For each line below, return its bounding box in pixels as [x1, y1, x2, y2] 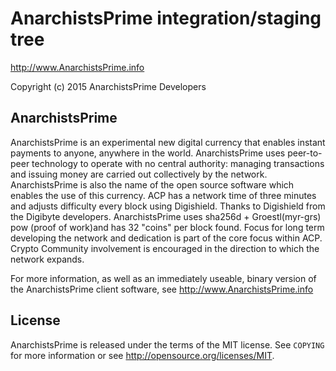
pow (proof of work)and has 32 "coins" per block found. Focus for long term [10, 221, 325, 233]
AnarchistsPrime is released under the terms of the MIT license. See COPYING [10, 338, 325, 351]
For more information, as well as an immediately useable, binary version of [10, 272, 317, 284]
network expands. [10, 253, 85, 265]
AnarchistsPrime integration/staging [10, 7, 322, 30]
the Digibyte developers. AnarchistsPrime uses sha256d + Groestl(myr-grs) [10, 210, 322, 222]
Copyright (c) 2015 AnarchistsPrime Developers [10, 80, 207, 92]
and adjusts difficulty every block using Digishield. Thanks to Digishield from [10, 200, 326, 212]
